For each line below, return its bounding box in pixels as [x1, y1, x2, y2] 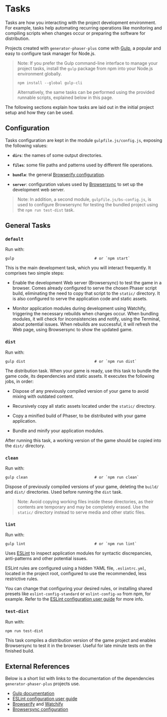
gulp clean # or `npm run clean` [5, 475, 140, 480]
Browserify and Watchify [12, 701, 63, 707]
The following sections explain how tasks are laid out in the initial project [5, 104, 154, 110]
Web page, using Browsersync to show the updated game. [12, 327, 133, 333]
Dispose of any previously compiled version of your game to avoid [12, 388, 149, 394]
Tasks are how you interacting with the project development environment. [5, 19, 157, 25]
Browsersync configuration [12, 707, 68, 713]
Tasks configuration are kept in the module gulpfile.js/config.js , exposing [5, 137, 163, 143]
